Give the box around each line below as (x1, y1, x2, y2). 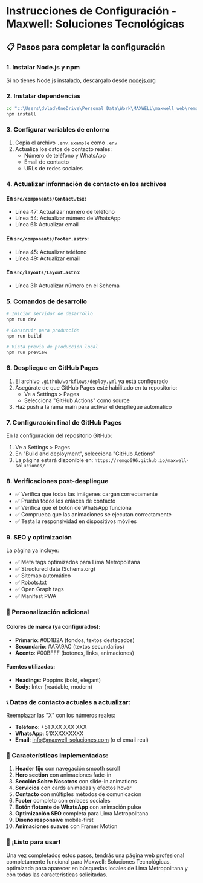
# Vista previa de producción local (6, 344, 98, 350)
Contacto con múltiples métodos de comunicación (14, 791, 142, 798)
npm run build (6, 333, 42, 339)
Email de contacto (24, 158, 69, 165)
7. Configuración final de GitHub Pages (6, 418, 122, 426)
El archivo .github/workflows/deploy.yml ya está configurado (14, 377, 169, 385)
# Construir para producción (6, 327, 80, 333)
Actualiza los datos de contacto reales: (14, 146, 112, 153)
